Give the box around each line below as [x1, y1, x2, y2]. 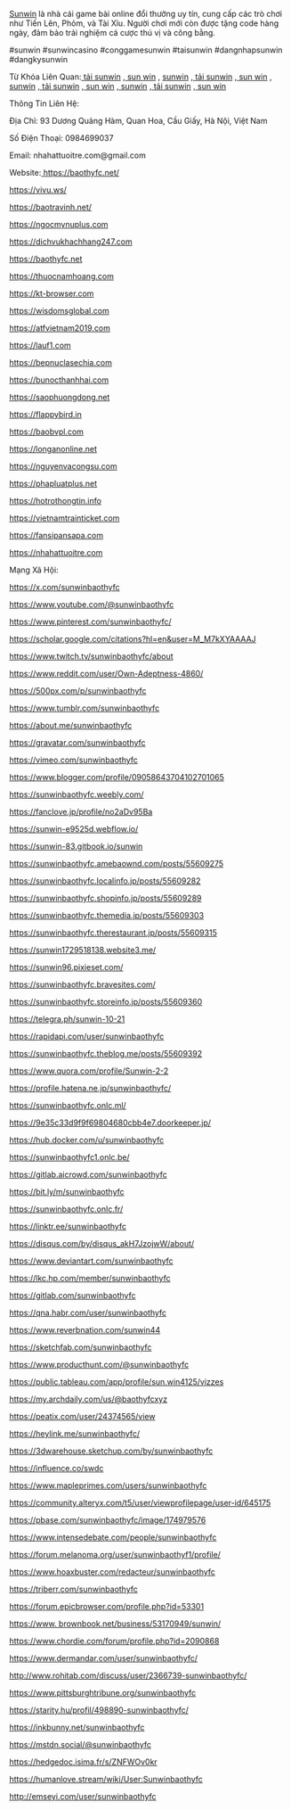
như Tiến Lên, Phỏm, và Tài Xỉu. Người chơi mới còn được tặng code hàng [9, 18, 279, 29]
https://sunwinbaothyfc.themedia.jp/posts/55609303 [9, 910, 205, 920]
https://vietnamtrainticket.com [9, 513, 120, 523]
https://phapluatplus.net [9, 478, 98, 489]
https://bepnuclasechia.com [9, 358, 113, 367]
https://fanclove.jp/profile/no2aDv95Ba [9, 807, 153, 817]
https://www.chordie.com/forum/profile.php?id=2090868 [9, 1636, 220, 1646]
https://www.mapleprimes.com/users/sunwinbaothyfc [9, 1480, 207, 1491]
